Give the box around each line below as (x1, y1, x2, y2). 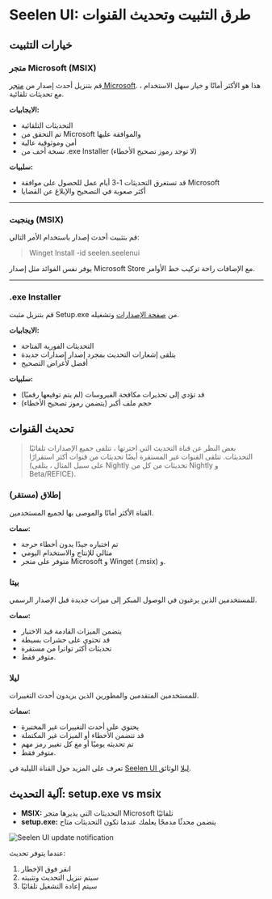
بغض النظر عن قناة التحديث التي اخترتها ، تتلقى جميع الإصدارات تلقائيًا (28, 443, 236, 453)
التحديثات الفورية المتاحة (20, 341, 94, 351)
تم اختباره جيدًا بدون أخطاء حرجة (20, 539, 119, 549)
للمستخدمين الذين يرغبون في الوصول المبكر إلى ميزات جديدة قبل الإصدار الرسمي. (9, 595, 257, 604)
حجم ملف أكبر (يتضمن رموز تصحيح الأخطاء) (20, 398, 153, 408)
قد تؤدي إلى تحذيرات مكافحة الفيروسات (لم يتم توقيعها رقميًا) (20, 390, 205, 400)
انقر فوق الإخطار (20, 863, 72, 873)
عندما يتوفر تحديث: (9, 848, 66, 858)
